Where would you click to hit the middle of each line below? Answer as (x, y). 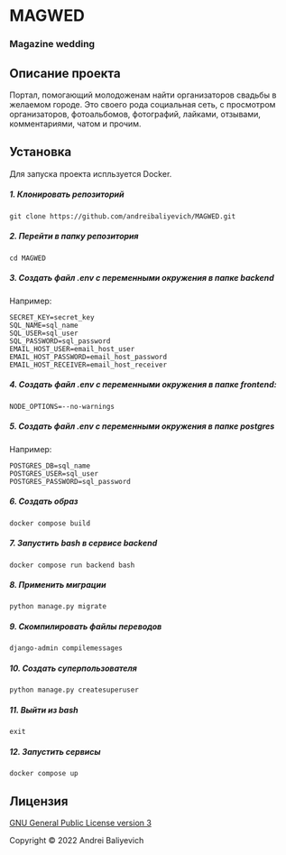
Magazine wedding (52, 44)
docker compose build (50, 523)
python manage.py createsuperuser (74, 690)
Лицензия (39, 801)
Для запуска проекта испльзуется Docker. (91, 173)
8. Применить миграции (58, 585)
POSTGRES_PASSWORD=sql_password (70, 481)
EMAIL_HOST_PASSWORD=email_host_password (88, 357)
